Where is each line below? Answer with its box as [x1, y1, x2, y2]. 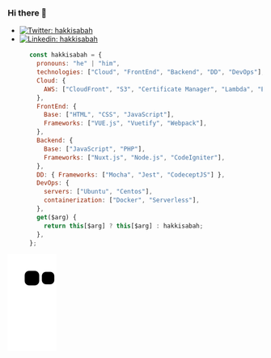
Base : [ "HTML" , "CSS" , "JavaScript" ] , [43, 111, 175, 119]
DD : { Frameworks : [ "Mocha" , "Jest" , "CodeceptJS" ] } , [36, 170, 226, 179]
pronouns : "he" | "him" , [36, 60, 121, 68]
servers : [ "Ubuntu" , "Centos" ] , [43, 188, 153, 196]
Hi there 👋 [7, 7, 48, 19]
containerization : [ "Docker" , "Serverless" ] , [43, 196, 200, 205]
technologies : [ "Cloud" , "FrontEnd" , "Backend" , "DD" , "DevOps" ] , [36, 68, 265, 76]
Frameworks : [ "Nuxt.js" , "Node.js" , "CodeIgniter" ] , [43, 153, 226, 161]
